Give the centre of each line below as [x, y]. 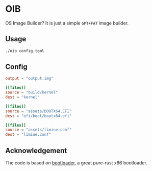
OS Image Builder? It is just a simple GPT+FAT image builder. [67, 23]
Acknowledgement [36, 150]
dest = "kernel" [22, 97]
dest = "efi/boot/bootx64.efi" [39, 116]
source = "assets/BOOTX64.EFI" [39, 111]
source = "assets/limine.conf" [39, 130]
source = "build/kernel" [32, 92]
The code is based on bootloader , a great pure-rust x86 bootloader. [77, 163]
